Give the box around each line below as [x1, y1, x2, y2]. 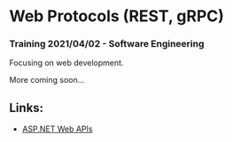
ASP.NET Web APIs [21, 123, 93, 134]
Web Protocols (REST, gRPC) [9, 6, 224, 26]
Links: [9, 100, 44, 116]
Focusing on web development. [9, 57, 124, 68]
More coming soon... [9, 75, 85, 86]
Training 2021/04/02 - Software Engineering [9, 38, 205, 50]
